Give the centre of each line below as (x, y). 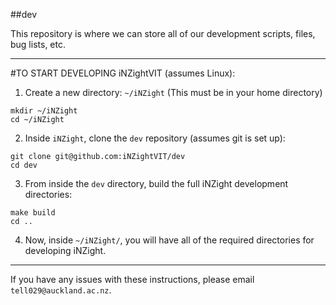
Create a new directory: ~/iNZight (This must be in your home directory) (173, 92)
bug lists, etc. (38, 44)
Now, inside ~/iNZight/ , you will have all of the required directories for (169, 240)
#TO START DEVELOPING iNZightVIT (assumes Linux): (123, 73)
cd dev (24, 165)
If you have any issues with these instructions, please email (132, 279)
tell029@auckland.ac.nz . (61, 290)
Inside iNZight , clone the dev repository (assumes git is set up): (155, 138)
